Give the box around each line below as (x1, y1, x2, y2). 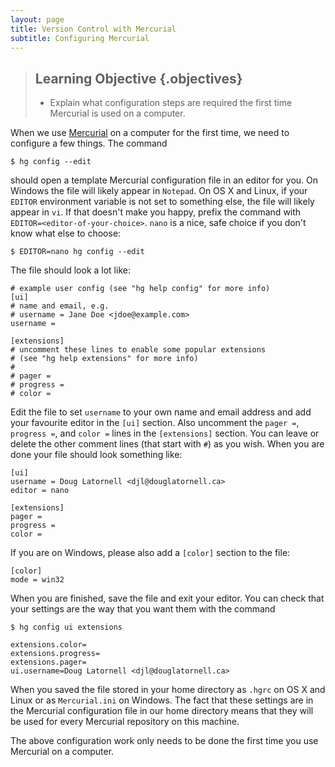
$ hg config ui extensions (10, 622, 123, 633)
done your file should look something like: (10, 449, 183, 461)
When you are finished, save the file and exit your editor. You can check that (10, 592, 325, 605)
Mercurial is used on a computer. (49, 107, 186, 120)
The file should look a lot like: (10, 264, 131, 276)
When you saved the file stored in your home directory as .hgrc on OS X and (10, 684, 326, 696)
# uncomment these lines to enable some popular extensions (10, 345, 267, 355)
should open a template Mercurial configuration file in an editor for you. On (10, 174, 319, 186)
